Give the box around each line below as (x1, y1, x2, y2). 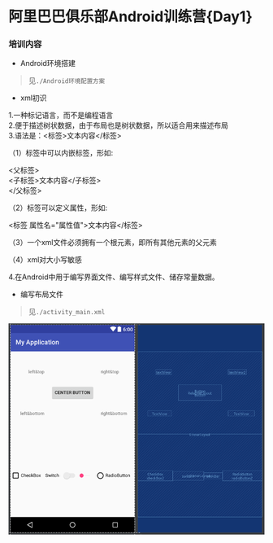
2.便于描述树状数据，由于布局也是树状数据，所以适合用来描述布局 (8, 120, 229, 130)
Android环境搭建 (19, 59, 76, 68)
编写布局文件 (19, 290, 63, 300)
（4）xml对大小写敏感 (8, 255, 83, 265)
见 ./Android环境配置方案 (28, 76, 106, 85)
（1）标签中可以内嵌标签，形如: (8, 148, 114, 158)
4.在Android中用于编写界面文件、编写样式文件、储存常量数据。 (8, 272, 219, 282)
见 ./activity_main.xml (28, 307, 106, 317)
